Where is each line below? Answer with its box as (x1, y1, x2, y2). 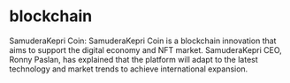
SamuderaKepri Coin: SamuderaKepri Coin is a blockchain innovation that (9, 35, 277, 46)
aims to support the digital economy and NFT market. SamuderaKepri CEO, (9, 44, 283, 55)
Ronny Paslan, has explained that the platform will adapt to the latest (9, 54, 258, 64)
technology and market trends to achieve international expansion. (9, 64, 248, 74)
